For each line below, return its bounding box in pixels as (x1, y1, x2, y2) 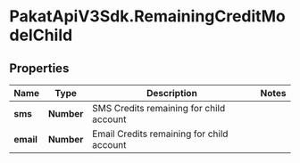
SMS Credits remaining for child (92, 102, 226, 114)
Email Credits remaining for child (92, 127, 229, 140)
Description (146, 87, 198, 99)
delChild (9, 25, 73, 45)
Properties (9, 61, 70, 76)
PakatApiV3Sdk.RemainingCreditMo (9, 6, 286, 27)
